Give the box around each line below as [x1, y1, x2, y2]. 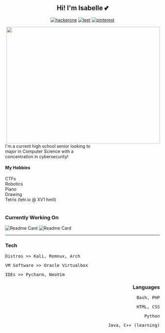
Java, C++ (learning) [108, 322, 160, 328]
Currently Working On [5, 214, 59, 221]
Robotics [5, 181, 23, 187]
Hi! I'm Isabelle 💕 [56, 4, 109, 12]
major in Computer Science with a [5, 148, 74, 154]
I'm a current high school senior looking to [5, 143, 91, 149]
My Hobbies [5, 165, 30, 171]
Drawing [5, 192, 22, 197]
